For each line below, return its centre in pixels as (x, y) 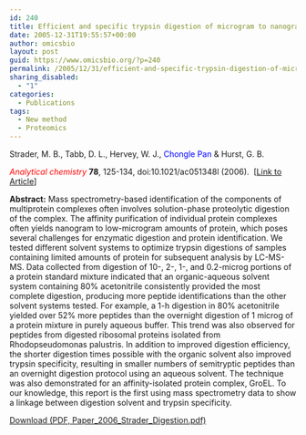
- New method (42, 119)
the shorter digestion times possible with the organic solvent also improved (150, 354)
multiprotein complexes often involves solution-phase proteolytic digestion (149, 209)
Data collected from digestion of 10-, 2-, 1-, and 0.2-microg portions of (159, 267)
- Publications (46, 103)
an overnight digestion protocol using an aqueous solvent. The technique (147, 373)
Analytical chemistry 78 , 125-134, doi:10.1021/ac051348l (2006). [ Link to (146, 171)
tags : (20, 111)
